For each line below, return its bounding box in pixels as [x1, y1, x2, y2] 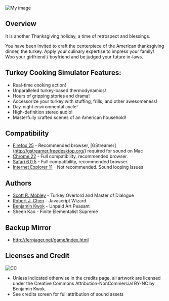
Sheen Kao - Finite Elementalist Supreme [12, 208, 98, 215]
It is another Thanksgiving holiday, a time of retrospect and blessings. [5, 33, 151, 39]
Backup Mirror [5, 223, 52, 232]
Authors [5, 178, 32, 188]
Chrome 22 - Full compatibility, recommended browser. [12, 153, 128, 160]
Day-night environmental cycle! [12, 103, 78, 109]
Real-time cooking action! [12, 82, 67, 88]
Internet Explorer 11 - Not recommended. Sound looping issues [12, 164, 144, 170]
